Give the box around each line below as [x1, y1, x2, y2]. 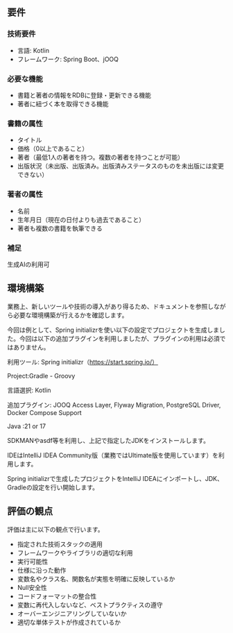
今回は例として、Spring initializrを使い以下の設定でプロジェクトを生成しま [7, 326, 220, 334]
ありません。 [12, 343, 50, 351]
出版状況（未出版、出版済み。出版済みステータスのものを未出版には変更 [17, 162, 224, 170]
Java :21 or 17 [7, 422, 46, 430]
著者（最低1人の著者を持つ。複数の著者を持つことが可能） [17, 153, 184, 162]
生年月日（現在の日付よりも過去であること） [17, 215, 146, 223]
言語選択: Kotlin [7, 386, 51, 394]
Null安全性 [17, 583, 47, 591]
